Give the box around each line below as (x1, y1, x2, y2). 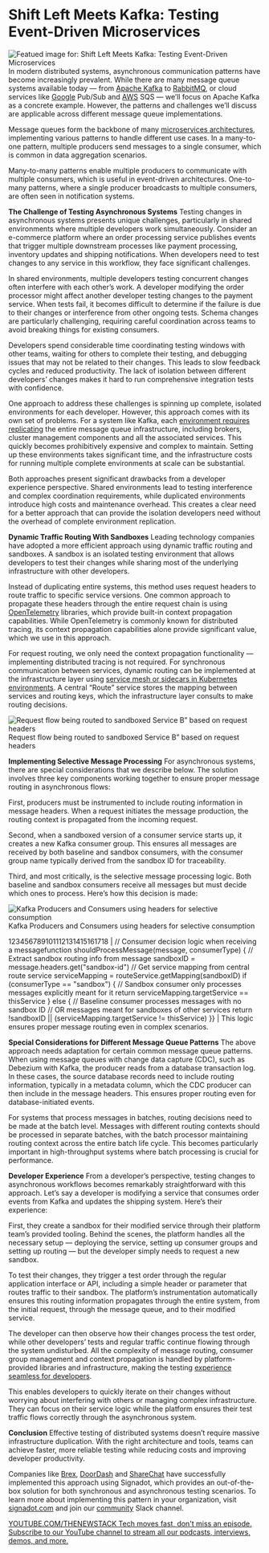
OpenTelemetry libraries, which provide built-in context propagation (8, 607, 233, 617)
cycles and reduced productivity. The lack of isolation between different (8, 365, 247, 375)
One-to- (228, 174, 255, 184)
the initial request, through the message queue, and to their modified (8, 1304, 235, 1314)
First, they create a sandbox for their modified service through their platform (8, 1221, 261, 1230)
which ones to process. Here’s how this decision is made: (8, 888, 198, 898)
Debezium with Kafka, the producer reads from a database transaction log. (8, 1062, 256, 1073)
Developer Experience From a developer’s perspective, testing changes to (8, 1171, 255, 1180)
